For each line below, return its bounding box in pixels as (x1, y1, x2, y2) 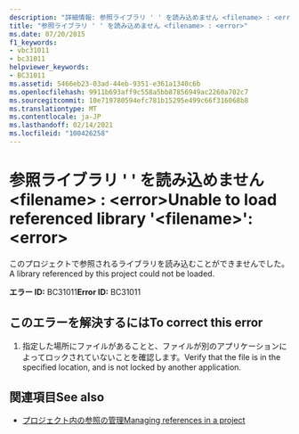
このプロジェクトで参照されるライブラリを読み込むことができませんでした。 (9, 258, 289, 268)
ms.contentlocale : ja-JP (9, 112, 101, 121)
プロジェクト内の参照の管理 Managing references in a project (21, 415, 246, 426)
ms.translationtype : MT (9, 104, 98, 113)
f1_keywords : (9, 37, 58, 47)
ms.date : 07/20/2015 (9, 29, 86, 38)
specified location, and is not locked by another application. (21, 362, 242, 373)
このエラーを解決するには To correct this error (9, 315, 263, 331)
